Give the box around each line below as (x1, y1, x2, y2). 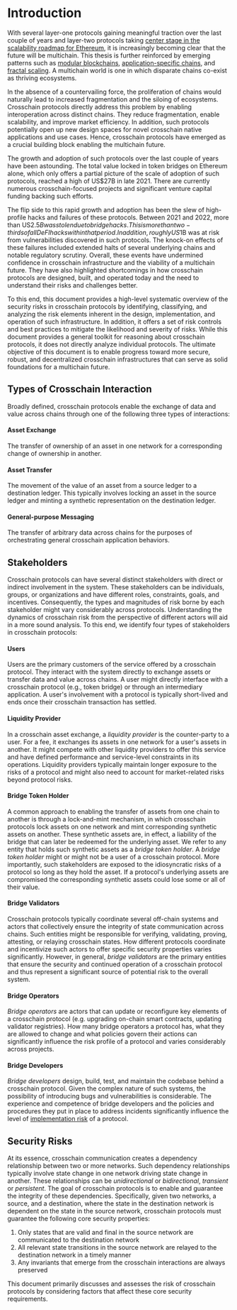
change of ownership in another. (7, 449, 103, 457)
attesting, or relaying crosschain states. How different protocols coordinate (7, 937, 226, 946)
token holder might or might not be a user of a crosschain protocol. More (7, 852, 219, 861)
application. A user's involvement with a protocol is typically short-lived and (7, 690, 229, 699)
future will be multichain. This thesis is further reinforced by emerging (7, 51, 211, 60)
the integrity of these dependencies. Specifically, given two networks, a (7, 1191, 217, 1201)
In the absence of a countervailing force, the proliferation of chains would (7, 87, 221, 96)
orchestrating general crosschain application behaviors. (7, 536, 170, 545)
